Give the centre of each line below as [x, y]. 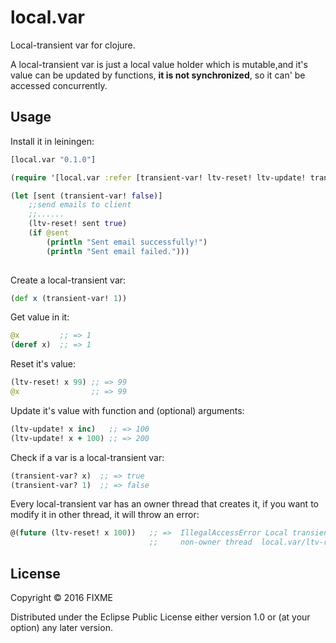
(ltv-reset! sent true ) [78, 224]
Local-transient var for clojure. [73, 45]
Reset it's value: [43, 364]
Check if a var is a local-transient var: [87, 457]
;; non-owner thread [200, 542]
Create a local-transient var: [68, 280]
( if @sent [49, 233]
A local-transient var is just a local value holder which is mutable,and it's [159, 64]
